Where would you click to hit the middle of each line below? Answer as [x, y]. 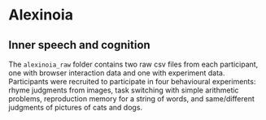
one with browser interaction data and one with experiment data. [117, 73]
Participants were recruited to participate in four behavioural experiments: [132, 81]
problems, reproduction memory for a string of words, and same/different [131, 99]
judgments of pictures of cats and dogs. [76, 107]
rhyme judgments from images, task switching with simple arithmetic [124, 90]
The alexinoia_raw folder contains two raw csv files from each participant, [133, 64]
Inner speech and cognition [79, 45]
